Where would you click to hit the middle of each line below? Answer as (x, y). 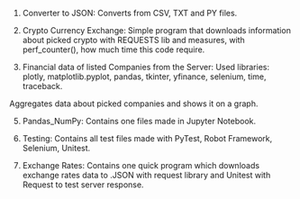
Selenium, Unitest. (56, 148)
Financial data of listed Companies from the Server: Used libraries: (146, 67)
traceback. (42, 86)
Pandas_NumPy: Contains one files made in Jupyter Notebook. (139, 121)
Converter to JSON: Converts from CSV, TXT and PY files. (130, 13)
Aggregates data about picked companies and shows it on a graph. (134, 104)
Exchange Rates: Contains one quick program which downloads (141, 165)
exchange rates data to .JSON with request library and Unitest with (146, 175)
